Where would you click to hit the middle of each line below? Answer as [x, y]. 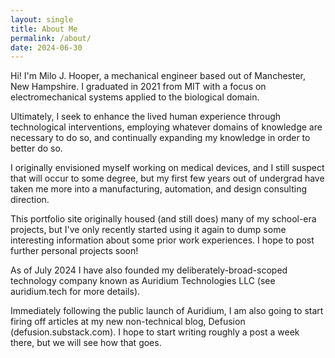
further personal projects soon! [74, 251]
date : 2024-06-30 [46, 47]
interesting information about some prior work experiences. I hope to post [162, 240]
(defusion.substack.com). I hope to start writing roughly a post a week [155, 332]
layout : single [42, 19]
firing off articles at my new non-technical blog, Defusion [128, 322]
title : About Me [44, 29]
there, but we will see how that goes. [86, 343]
